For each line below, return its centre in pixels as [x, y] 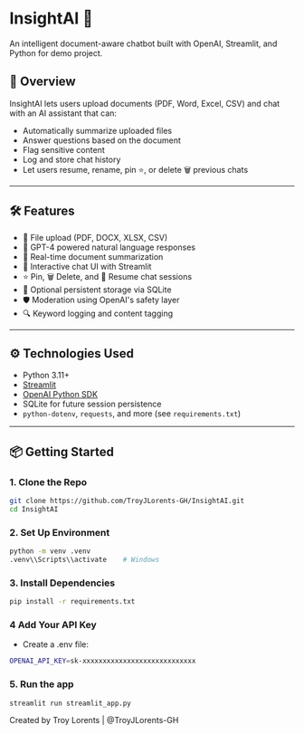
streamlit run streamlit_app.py [70, 703]
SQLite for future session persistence [92, 404]
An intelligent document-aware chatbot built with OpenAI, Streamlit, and [143, 43]
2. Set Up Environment [60, 532]
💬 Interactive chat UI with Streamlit [87, 266]
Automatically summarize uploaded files [97, 130]
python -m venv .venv [50, 551]
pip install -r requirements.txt [72, 602]
